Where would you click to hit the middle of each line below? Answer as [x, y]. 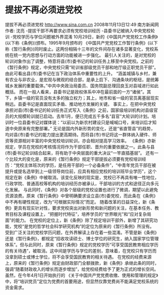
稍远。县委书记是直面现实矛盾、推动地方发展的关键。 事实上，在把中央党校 [81, 104]
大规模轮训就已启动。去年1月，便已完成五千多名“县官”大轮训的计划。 [83, 116]
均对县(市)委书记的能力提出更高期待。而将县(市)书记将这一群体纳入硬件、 [79, 135]
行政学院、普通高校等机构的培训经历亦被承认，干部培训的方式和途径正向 [78, 183]
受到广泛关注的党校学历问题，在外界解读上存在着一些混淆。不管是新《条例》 [82, 232]
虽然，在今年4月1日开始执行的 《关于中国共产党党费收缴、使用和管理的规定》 [82, 275]
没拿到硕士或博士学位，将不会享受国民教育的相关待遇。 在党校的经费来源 [78, 257]
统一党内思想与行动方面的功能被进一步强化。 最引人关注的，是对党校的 [85, 55]
